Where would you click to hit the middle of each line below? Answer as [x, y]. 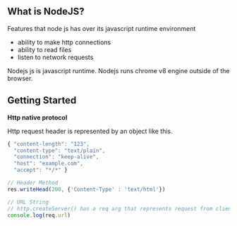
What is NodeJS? [46, 12]
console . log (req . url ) [39, 215]
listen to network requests [55, 57]
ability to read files [44, 49]
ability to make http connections [64, 42]
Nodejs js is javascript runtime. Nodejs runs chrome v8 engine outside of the [119, 70]
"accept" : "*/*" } [41, 170]
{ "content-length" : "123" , [49, 144]
